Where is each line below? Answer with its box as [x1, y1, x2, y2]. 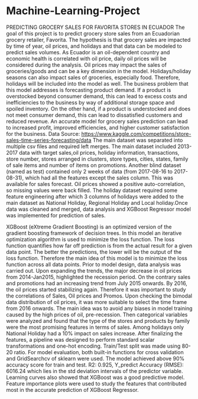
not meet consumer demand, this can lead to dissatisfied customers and [6, 111, 182, 119]
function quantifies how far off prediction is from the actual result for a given [6, 242, 193, 249]
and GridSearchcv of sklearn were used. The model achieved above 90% [6, 355, 185, 362]
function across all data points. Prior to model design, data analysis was [6, 261, 181, 268]
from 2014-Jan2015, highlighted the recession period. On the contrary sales [6, 273, 191, 280]
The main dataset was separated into [92, 136, 183, 143]
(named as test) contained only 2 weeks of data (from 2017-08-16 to [6, 168, 173, 175]
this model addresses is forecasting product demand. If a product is [6, 86, 171, 93]
